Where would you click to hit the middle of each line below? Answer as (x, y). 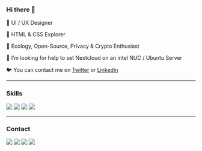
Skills (14, 94)
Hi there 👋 (21, 10)
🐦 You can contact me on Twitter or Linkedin (62, 70)
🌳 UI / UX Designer (29, 23)
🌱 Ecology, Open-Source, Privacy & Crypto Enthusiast (73, 46)
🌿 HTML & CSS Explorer (36, 34)
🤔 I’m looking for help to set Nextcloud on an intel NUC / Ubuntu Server (94, 58)
